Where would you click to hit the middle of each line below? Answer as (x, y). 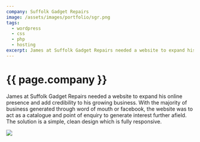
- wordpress (26, 28)
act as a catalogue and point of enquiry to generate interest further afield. (96, 115)
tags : (13, 23)
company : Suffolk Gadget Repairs (48, 12)
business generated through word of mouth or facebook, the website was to (100, 109)
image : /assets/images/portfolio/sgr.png (58, 17)
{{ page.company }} (57, 79)
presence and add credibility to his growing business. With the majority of (97, 102)
